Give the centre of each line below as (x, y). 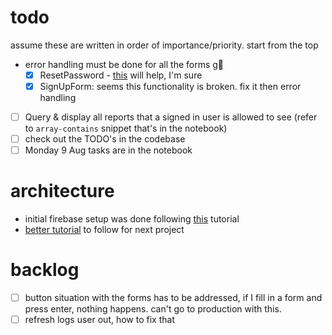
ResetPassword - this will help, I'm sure (121, 75)
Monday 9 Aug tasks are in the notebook (108, 150)
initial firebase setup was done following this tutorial (132, 219)
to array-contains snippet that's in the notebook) (126, 128)
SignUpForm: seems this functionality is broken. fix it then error (170, 86)
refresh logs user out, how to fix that (99, 320)
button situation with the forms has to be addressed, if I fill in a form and (173, 298)
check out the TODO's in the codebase (105, 139)
